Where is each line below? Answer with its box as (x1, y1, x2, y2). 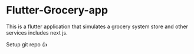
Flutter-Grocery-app (6, 4, 108, 17)
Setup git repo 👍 (6, 41, 48, 48)
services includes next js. (6, 29, 68, 36)
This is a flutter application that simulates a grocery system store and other (6, 23, 189, 30)
